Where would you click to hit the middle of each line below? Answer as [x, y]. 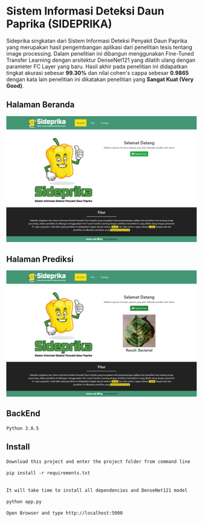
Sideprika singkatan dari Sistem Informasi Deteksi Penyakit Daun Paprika [97, 41]
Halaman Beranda [40, 105]
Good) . [15, 85]
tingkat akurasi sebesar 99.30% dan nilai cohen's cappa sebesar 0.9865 [98, 73]
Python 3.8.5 [23, 428]
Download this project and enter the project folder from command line [98, 462]
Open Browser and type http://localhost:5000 [64, 513]
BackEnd [23, 413]
